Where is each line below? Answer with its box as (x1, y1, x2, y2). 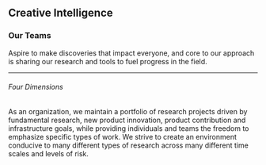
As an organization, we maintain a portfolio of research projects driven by (8, 106, 248, 116)
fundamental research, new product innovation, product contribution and (8, 115, 246, 125)
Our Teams (8, 30, 51, 41)
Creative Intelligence (8, 6, 113, 20)
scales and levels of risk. (8, 148, 89, 158)
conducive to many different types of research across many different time (8, 140, 249, 150)
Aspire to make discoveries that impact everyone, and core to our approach (8, 48, 255, 58)
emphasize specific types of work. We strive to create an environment (8, 132, 237, 141)
